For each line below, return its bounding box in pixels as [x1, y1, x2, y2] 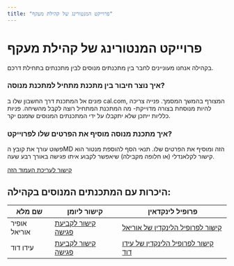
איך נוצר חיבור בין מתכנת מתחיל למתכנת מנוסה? [7, 81, 165, 91]
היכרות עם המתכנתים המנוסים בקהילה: [7, 186, 171, 198]
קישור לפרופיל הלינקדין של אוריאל [121, 223, 222, 232]
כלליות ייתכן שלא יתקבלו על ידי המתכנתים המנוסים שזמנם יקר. [7, 111, 171, 119]
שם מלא [16, 207, 43, 216]
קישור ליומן [67, 207, 103, 216]
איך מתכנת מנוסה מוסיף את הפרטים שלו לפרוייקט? [7, 128, 173, 138]
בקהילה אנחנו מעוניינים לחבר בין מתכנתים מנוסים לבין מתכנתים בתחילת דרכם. [7, 64, 214, 72]
